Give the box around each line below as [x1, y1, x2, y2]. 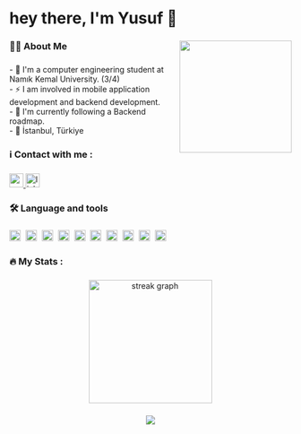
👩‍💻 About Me [9, 40, 67, 53]
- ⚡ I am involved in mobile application [9, 84, 150, 95]
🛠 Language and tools [9, 202, 109, 214]
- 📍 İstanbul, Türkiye [9, 126, 84, 136]
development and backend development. [9, 97, 161, 108]
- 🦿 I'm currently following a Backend [9, 107, 146, 117]
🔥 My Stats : [9, 255, 64, 267]
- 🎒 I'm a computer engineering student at [9, 65, 164, 75]
